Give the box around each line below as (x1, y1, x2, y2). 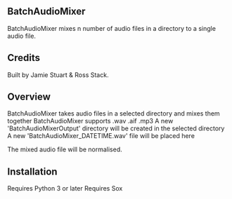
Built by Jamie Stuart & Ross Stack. (7, 70, 109, 79)
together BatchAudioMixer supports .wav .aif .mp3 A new (7, 117, 174, 125)
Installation (7, 165, 58, 177)
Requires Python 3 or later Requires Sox (7, 184, 123, 193)
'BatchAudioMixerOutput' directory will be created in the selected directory (7, 124, 225, 132)
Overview (7, 91, 51, 103)
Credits (7, 52, 41, 64)
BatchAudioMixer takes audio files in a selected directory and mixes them (7, 109, 220, 118)
